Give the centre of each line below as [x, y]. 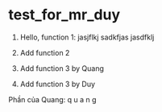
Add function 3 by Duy [57, 84]
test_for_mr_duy [64, 15]
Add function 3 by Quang [62, 68]
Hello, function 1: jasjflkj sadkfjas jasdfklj [87, 37]
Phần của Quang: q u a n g [52, 99]
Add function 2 [45, 52]
